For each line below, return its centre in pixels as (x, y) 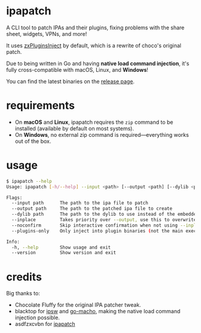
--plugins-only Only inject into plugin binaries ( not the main (98, 231)
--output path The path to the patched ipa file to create (92, 209)
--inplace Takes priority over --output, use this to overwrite (104, 220)
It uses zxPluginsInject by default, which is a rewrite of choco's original (94, 45)
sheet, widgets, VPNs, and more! (47, 33)
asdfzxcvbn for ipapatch (45, 324)
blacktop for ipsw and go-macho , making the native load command (98, 311)
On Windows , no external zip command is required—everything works (102, 135)
